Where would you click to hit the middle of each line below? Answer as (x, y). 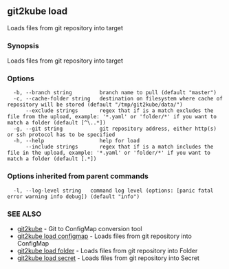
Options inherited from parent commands (78, 176)
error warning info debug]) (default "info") (73, 196)
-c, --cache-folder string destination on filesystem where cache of (118, 99)
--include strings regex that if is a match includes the (119, 147)
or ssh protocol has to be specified (61, 135)
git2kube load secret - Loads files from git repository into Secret (108, 258)
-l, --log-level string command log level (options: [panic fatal (113, 191)
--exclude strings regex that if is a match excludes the (119, 111)
